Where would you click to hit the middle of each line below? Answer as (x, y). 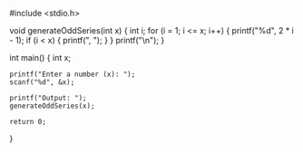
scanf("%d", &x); (42, 82)
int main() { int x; (40, 57)
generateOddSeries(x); (52, 106)
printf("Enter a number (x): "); (73, 74)
